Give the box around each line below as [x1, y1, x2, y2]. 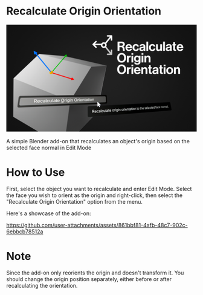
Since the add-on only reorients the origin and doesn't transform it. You [6, 269, 184, 276]
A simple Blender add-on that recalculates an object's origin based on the [6, 138, 190, 145]
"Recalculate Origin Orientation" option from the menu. [6, 198, 143, 206]
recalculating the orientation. [6, 282, 78, 290]
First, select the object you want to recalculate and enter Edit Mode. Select [6, 186, 192, 193]
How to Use [6, 165, 65, 179]
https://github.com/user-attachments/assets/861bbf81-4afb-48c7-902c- [6, 222, 188, 229]
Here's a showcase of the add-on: [6, 210, 91, 217]
